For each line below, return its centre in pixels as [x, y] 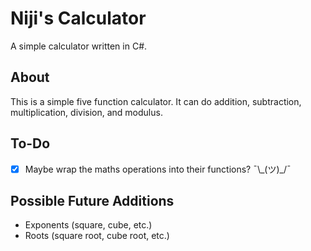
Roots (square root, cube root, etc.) [97, 236]
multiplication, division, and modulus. [86, 112]
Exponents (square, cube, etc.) [88, 225]
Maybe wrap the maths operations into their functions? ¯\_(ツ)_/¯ [158, 169]
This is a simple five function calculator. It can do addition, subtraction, [156, 101]
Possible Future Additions [92, 201]
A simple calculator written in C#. [79, 46]
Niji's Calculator [78, 18]
